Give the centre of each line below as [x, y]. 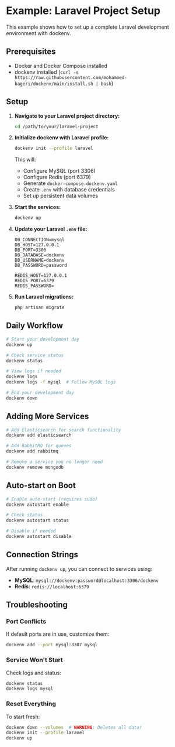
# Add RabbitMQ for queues [39, 446]
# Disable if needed [31, 531]
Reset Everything [31, 704]
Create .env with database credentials [69, 190]
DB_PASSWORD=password [41, 265]
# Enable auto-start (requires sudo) [52, 499]
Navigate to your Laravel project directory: [67, 116]
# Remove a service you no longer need [55, 462]
